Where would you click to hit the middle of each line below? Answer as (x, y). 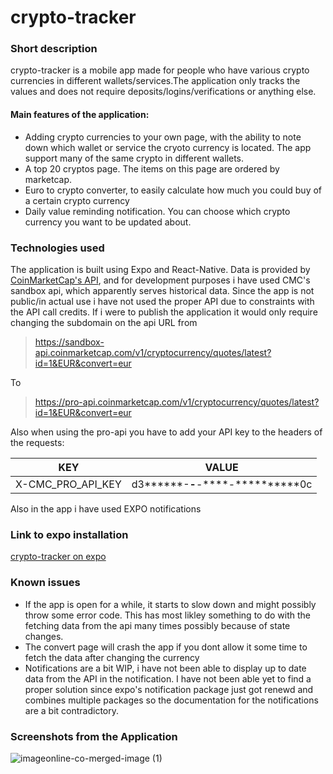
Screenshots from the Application (94, 736)
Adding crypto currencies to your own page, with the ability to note (163, 137)
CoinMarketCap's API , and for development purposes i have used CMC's (160, 280)
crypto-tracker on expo (58, 557)
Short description (54, 49)
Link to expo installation (69, 534)
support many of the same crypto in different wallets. (134, 158)
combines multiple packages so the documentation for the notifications (171, 700)
